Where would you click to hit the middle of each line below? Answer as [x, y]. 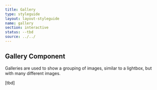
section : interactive [27, 28]
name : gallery [19, 23]
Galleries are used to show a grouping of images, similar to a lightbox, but [78, 68]
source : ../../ [20, 37]
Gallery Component [35, 56]
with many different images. [33, 73]
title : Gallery [20, 9]
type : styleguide [23, 14]
